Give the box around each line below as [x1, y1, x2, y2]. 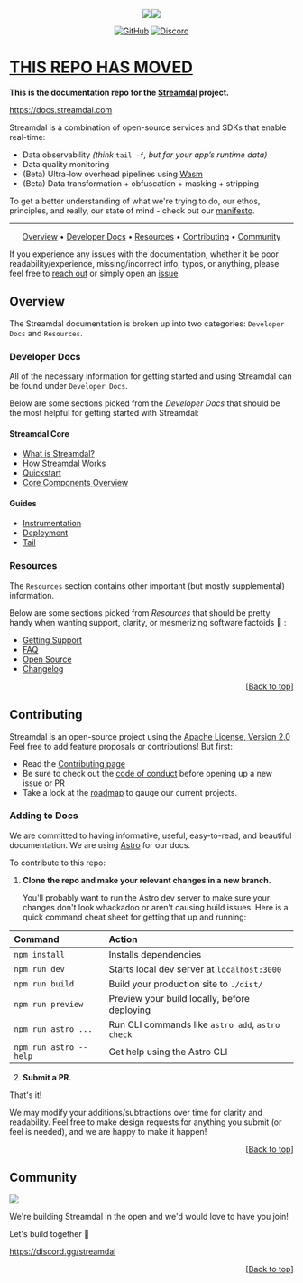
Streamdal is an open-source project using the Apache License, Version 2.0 [9, 731, 291, 741]
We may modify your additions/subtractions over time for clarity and [9, 1107, 263, 1118]
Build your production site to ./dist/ [108, 977, 263, 990]
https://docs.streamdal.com [9, 104, 113, 115]
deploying [108, 1004, 151, 1016]
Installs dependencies [108, 948, 202, 960]
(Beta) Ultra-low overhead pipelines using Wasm [22, 168, 203, 179]
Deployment [22, 527, 69, 538]
